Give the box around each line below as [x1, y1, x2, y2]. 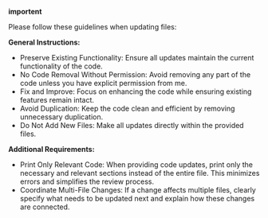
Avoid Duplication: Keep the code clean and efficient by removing [19, 103, 235, 113]
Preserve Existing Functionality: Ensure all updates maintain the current [19, 53, 254, 62]
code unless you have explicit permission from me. [19, 79, 187, 88]
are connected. [19, 202, 70, 212]
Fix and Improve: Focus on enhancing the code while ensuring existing [19, 87, 252, 96]
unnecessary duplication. [19, 112, 104, 122]
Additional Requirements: [8, 145, 95, 154]
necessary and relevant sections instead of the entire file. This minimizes [19, 169, 260, 177]
